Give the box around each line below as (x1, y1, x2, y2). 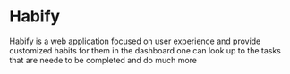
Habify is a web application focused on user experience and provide (9, 36, 261, 46)
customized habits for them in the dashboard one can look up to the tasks (9, 45, 282, 55)
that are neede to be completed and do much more (9, 54, 198, 65)
